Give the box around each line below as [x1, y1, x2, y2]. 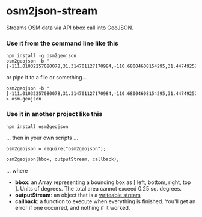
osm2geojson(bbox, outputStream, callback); [6, 156, 120, 162]
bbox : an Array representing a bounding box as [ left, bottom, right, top [14, 179, 191, 186]
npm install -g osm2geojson [6, 53, 77, 59]
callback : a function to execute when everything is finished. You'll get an [14, 197, 196, 205]
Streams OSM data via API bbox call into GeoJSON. [6, 24, 134, 31]
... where [6, 167, 28, 174]
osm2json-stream [6, 4, 98, 18]
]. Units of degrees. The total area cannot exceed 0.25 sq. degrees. [14, 185, 182, 192]
